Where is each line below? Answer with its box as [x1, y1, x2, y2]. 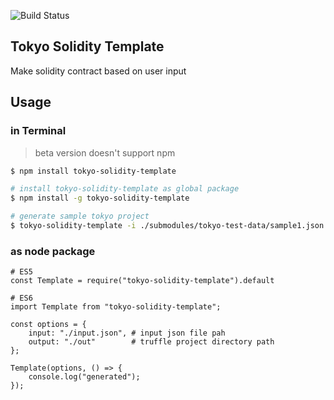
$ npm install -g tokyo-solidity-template [10, 193, 190, 204]
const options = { [10, 320, 87, 330]
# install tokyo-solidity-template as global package [10, 184, 240, 194]
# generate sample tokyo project [10, 211, 150, 222]
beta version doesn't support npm [34, 146, 176, 159]
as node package [10, 244, 96, 258]
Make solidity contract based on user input [10, 65, 187, 77]
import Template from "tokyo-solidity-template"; [10, 302, 222, 312]
